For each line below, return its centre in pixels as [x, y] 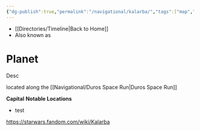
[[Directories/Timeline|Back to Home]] [62, 29]
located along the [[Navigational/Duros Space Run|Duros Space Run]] [92, 87]
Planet [22, 59]
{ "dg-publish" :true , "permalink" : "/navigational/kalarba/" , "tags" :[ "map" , [100, 12]
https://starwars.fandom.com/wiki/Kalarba [58, 121]
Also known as [33, 35]
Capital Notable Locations [39, 98]
